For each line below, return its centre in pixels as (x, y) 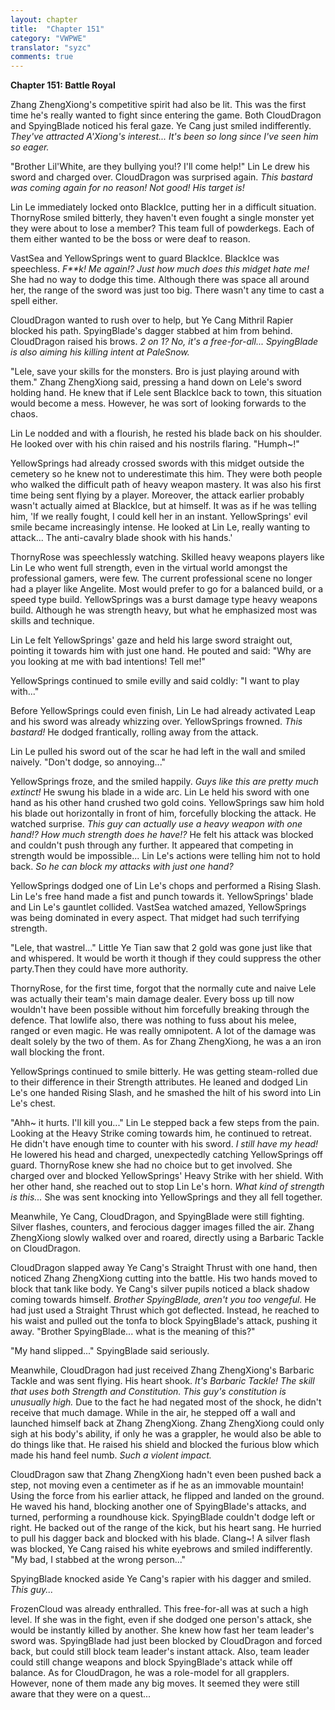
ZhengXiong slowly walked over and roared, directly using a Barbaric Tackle (167, 1238)
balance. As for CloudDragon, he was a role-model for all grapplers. (150, 1673)
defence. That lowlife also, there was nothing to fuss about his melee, (153, 1020)
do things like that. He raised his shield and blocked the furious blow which (165, 1445)
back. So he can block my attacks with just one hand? (122, 867)
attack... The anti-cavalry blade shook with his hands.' (121, 538)
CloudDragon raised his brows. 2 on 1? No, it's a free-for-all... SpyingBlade (164, 342)
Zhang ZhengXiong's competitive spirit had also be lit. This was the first (158, 105)
